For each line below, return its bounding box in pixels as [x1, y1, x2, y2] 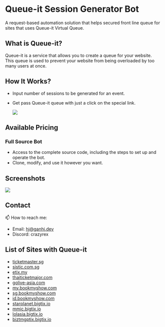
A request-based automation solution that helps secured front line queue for [5, 20, 161, 26]
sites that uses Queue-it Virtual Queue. [5, 25, 84, 31]
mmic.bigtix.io [12, 306, 41, 312]
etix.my [12, 269, 28, 275]
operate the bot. [12, 154, 45, 161]
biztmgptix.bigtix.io [12, 316, 52, 322]
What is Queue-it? [5, 39, 63, 48]
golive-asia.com [12, 280, 45, 286]
